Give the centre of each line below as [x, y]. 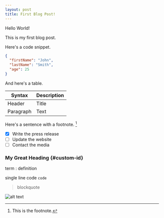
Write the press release [36, 134]
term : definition [21, 168]
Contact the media [31, 145]
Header [16, 103]
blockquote [28, 187]
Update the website [32, 139]
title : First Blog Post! [30, 14]
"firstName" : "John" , [31, 60]
